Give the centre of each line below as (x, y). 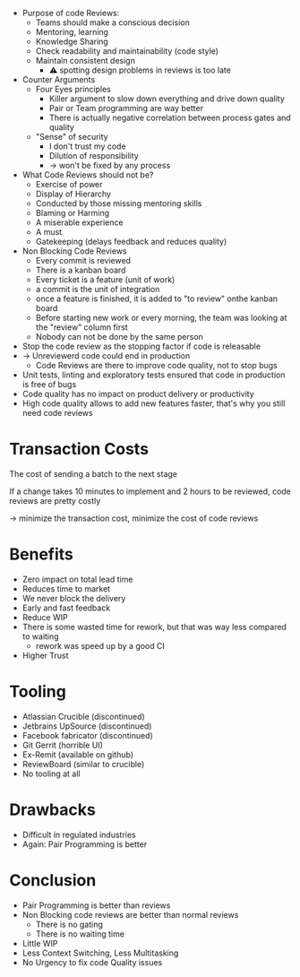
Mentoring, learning (72, 32)
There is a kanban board (81, 270)
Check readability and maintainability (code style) (127, 51)
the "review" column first (81, 327)
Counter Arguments (59, 79)
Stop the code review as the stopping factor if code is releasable (141, 346)
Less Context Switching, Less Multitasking (100, 953)
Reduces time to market (66, 588)
